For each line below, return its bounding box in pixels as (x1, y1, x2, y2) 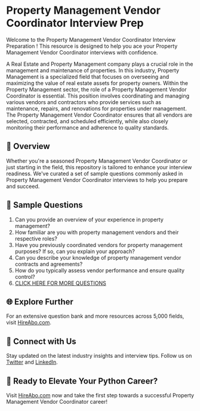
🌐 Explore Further (6, 297, 73, 307)
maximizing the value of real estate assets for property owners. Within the (6, 79, 188, 87)
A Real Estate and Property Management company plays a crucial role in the (6, 60, 193, 68)
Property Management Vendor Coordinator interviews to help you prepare (6, 176, 188, 183)
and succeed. (6, 182, 40, 190)
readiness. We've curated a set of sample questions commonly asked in (6, 170, 183, 177)
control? (14, 273, 36, 280)
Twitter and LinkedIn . (6, 358, 58, 366)
